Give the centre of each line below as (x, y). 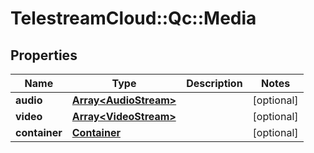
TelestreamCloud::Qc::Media (133, 18)
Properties (44, 55)
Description (214, 83)
